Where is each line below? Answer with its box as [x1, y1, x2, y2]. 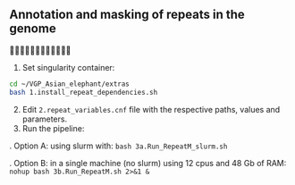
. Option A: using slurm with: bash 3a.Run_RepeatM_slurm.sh [9, 140, 228, 151]
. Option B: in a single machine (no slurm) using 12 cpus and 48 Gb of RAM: [9, 157, 287, 168]
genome [9, 21, 56, 37]
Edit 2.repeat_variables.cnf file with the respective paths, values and [21, 104, 281, 114]
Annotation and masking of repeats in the [9, 7, 246, 22]
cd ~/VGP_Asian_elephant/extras [9, 80, 130, 88]
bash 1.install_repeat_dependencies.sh [9, 88, 158, 97]
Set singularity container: [21, 62, 115, 72]
